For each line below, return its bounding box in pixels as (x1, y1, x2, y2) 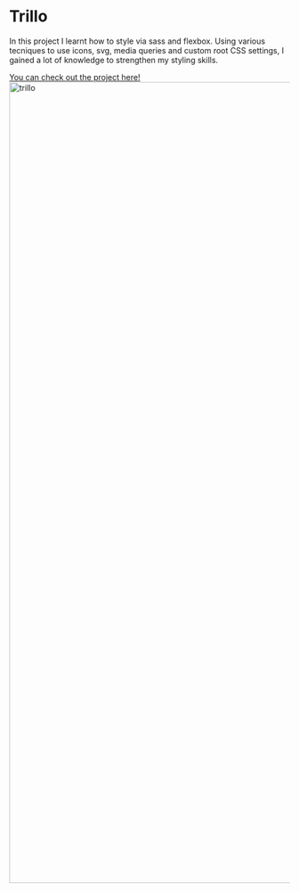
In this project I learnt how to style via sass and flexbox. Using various (9, 36, 265, 46)
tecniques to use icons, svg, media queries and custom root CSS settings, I (9, 45, 285, 55)
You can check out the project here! (9, 71, 141, 82)
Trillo (9, 6, 48, 27)
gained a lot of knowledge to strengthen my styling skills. (9, 54, 219, 65)
